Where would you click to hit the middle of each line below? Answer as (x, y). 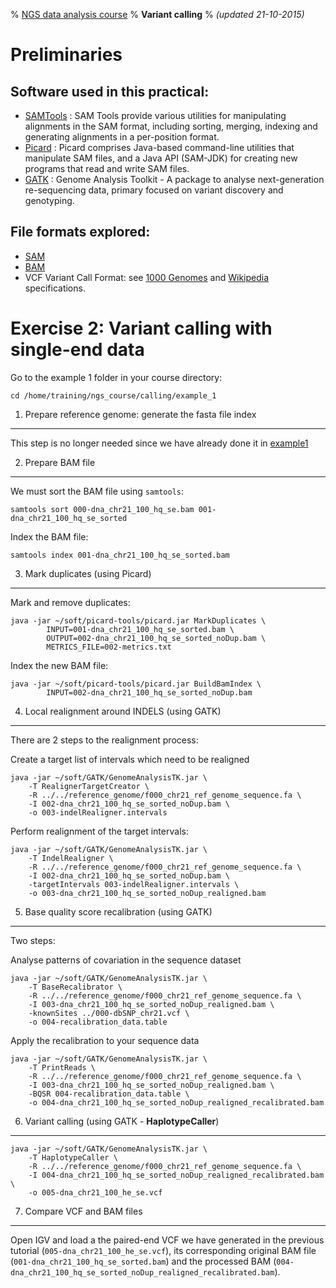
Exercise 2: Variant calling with (141, 328)
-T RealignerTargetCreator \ (89, 786)
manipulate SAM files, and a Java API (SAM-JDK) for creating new (161, 158)
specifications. (55, 288)
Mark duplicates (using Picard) (88, 573)
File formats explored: (80, 232)
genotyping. (49, 200)
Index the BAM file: (49, 536)
